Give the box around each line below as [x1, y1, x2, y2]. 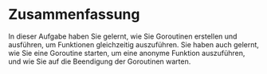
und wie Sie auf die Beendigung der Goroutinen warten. [8, 57, 191, 66]
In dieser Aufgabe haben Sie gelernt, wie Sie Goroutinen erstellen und [8, 31, 238, 41]
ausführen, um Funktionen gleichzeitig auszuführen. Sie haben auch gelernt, [8, 39, 259, 49]
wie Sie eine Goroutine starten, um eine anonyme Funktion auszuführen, [8, 48, 245, 57]
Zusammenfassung [8, 6, 140, 24]
